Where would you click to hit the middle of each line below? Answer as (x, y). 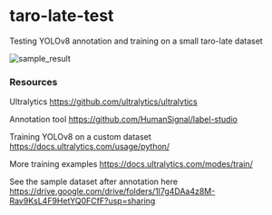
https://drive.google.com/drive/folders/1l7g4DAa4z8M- (112, 191)
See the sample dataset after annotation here (94, 181)
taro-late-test (62, 16)
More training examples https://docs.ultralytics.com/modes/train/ (131, 164)
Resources (34, 82)
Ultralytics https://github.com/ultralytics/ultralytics (103, 102)
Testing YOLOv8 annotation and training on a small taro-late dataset (136, 41)
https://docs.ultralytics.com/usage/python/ (90, 147)
